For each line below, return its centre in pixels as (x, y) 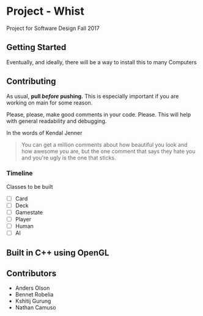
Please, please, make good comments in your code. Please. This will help (99, 114)
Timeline (20, 174)
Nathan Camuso (35, 307)
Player (23, 219)
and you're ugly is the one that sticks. (68, 158)
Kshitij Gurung (33, 301)
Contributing (31, 82)
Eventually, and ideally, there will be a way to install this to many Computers (102, 62)
